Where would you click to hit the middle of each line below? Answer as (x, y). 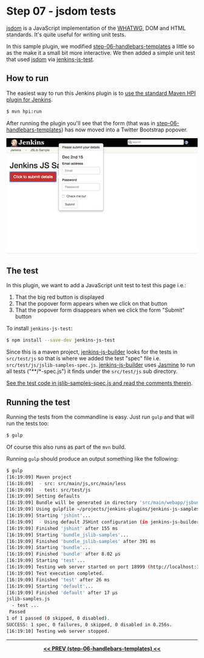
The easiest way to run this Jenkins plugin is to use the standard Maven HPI (101, 93)
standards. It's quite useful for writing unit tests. (66, 34)
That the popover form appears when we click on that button (91, 304)
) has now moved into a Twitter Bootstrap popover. (124, 130)
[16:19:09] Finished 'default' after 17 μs (62, 593)
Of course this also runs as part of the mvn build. (66, 447)
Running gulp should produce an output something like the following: (92, 458)
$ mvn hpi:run (24, 111)
